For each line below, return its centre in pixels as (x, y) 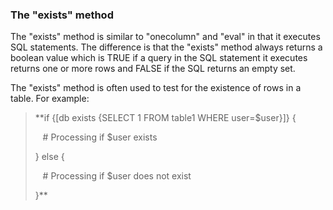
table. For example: (50, 99)
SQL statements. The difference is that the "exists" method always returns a (166, 47)
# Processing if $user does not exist (117, 176)
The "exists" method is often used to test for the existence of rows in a (156, 88)
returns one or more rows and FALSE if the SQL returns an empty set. (153, 69)
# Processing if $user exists (100, 137)
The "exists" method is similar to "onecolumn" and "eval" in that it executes (165, 37)
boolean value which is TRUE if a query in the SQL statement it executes (159, 58)
